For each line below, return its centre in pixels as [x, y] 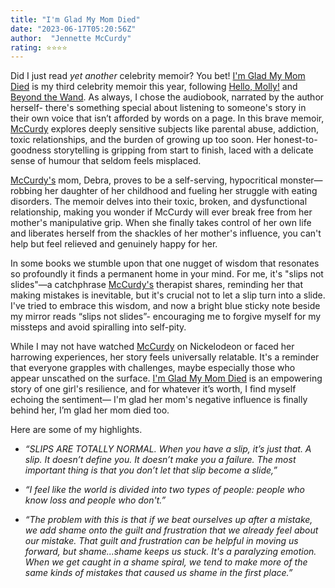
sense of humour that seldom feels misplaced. [106, 161]
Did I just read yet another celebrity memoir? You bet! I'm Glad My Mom [158, 76]
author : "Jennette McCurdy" [71, 38]
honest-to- [295, 140]
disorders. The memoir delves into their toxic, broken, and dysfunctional [159, 202]
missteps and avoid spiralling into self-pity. [98, 327]
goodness [31, 150]
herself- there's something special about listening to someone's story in [158, 108]
